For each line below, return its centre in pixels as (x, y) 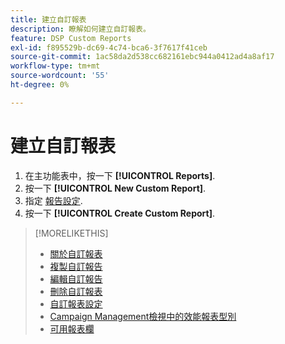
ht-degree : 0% (40, 85)
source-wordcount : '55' (60, 76)
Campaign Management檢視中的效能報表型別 (143, 316)
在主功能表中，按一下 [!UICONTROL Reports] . (120, 175)
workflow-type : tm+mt (55, 66)
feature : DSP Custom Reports (71, 38)
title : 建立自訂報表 (48, 19)
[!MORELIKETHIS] (71, 233)
